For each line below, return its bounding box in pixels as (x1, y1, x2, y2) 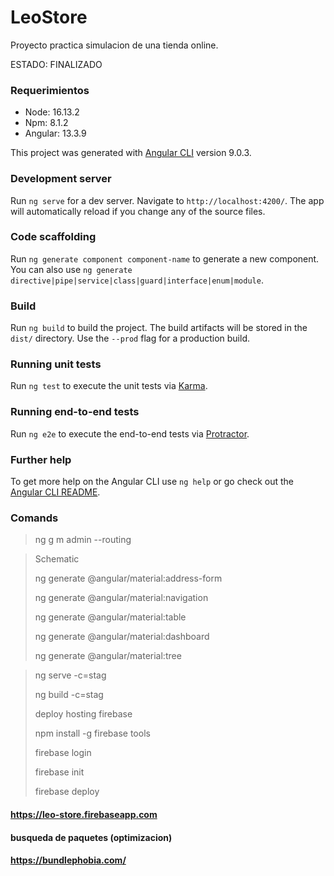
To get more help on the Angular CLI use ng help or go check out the (10, 476, 294, 488)
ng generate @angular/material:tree (34, 650, 182, 662)
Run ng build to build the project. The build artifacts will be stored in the (10, 322, 308, 334)
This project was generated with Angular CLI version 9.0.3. (10, 147, 252, 159)
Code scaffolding (10, 230, 97, 244)
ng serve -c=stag (34, 669, 107, 681)
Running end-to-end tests (10, 405, 140, 419)
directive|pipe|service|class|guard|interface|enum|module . (10, 274, 264, 286)
